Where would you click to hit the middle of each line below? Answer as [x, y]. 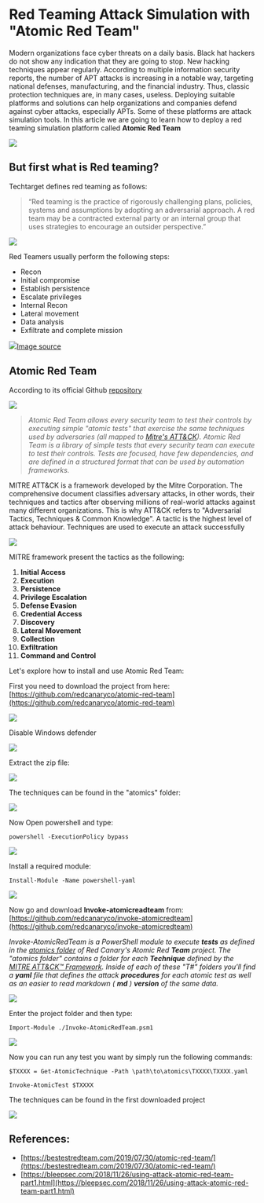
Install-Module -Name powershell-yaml [72, 880]
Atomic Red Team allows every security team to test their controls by [140, 420]
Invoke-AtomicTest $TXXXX [51, 1085]
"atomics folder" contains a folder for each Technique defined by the [121, 958]
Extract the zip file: [39, 762]
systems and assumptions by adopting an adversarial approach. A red [141, 210]
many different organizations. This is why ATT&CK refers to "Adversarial [125, 510]
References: [39, 1139]
